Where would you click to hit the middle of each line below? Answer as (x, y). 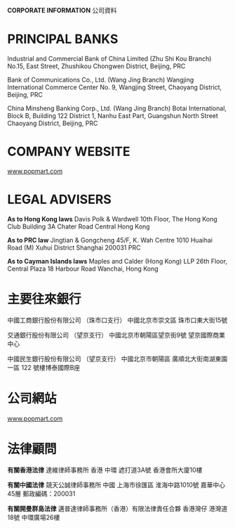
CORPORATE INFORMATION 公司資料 (62, 10)
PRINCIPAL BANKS (63, 39)
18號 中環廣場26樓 (34, 517)
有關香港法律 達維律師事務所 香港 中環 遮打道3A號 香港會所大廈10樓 (105, 470)
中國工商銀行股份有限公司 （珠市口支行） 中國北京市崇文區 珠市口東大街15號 (117, 320)
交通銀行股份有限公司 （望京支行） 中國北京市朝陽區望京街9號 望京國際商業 (116, 335)
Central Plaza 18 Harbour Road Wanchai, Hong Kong (83, 269)
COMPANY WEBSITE (69, 152)
